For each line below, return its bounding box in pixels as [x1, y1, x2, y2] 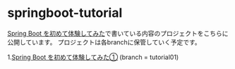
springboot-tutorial [7, 5, 123, 21]
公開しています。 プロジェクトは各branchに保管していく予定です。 [7, 37, 201, 46]
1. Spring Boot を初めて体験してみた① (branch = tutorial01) [7, 53, 179, 61]
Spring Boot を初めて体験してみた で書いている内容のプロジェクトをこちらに [7, 29, 229, 37]
